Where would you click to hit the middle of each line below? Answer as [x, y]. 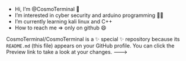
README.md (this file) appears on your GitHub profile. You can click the [90, 46]
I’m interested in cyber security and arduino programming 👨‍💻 [89, 15]
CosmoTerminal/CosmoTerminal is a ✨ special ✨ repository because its [93, 39]
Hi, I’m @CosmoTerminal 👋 [47, 9]
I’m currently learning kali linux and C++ [63, 21]
